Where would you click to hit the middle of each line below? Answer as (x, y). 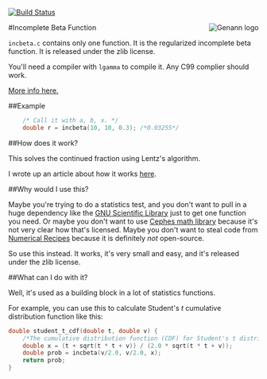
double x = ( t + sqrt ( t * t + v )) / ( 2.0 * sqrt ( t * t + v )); (128, 346)
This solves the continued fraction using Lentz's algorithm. (104, 158)
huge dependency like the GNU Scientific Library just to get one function (127, 212)
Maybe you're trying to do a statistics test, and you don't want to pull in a (128, 204)
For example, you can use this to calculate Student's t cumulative (115, 308)
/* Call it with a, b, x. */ (71, 121)
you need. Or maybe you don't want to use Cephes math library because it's (133, 221)
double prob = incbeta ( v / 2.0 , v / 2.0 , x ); (92, 353)
